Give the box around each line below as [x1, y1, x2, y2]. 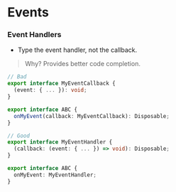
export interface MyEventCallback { [7, 80, 116, 87]
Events [7, 4, 50, 21]
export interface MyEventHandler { [7, 139, 113, 146]
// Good [7, 132, 31, 139]
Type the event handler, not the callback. [17, 46, 137, 54]
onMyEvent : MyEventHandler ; [13, 171, 97, 178]
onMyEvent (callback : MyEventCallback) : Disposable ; [13, 112, 170, 119]
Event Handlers [7, 30, 62, 40]
